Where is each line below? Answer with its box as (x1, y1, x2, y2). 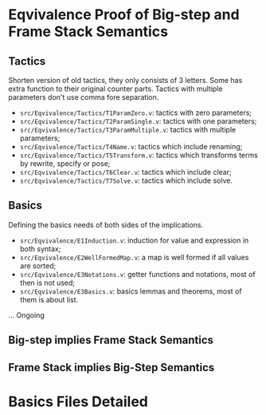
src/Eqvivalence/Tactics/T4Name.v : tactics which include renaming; (19, 142, 243, 151)
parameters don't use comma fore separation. (8, 93, 159, 101)
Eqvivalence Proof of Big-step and (8, 6, 241, 24)
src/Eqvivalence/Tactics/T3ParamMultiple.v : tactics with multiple (19, 125, 237, 134)
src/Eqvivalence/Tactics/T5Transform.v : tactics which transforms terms (19, 150, 259, 160)
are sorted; (19, 261, 57, 271)
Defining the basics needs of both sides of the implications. (8, 219, 204, 229)
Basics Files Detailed (8, 393, 149, 410)
